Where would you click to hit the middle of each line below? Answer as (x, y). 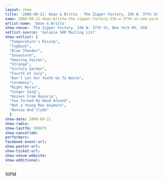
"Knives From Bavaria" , (33, 96)
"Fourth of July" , (28, 74)
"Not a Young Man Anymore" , (38, 105)
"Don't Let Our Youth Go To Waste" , (47, 78)
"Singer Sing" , (25, 92)
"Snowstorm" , (23, 55)
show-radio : (17, 124)
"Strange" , (20, 64)
